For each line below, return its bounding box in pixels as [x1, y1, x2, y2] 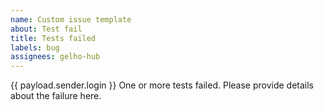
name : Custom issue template [10, 14, 132, 25]
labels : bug [10, 42, 60, 53]
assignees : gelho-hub [10, 52, 101, 62]
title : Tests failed [10, 33, 97, 43]
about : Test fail [10, 24, 83, 34]
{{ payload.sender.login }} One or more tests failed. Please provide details [10, 79, 315, 91]
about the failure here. [10, 90, 102, 102]
